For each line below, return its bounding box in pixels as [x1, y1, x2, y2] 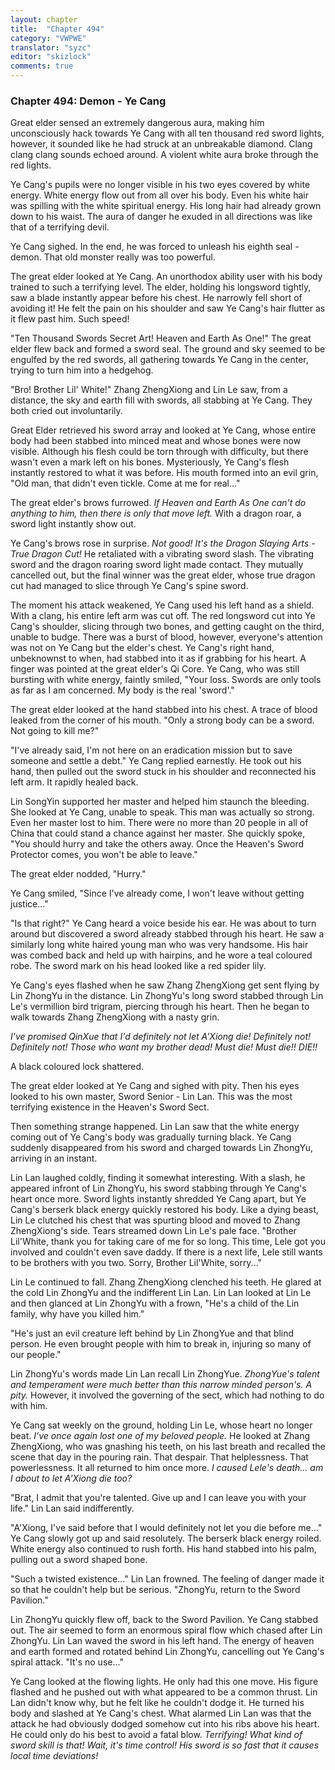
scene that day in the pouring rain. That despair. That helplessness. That [10, 1451, 309, 1463]
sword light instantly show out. [10, 518, 137, 530]
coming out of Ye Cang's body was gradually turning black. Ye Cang [10, 1131, 292, 1143]
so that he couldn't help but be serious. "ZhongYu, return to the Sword [10, 1584, 301, 1596]
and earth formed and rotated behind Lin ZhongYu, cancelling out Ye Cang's [10, 1646, 325, 1658]
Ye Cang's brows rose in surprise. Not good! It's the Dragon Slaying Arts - [10, 537, 316, 550]
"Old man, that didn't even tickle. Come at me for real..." [10, 477, 241, 490]
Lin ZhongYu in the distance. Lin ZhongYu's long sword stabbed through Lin [10, 990, 324, 1002]
